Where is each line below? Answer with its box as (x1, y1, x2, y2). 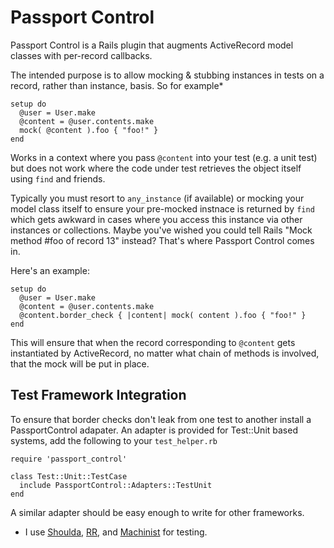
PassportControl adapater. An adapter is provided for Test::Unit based (10, 424, 298, 436)
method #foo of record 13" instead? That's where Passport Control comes (10, 234, 315, 246)
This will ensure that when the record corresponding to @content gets (10, 336, 296, 348)
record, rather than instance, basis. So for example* (10, 79, 224, 91)
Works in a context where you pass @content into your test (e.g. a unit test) (10, 151, 318, 163)
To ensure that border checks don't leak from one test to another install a (10, 413, 312, 425)
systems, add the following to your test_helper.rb (10, 434, 218, 446)
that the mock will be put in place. (10, 357, 150, 370)
